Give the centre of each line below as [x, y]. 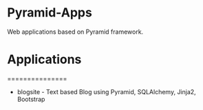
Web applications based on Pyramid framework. [75, 32]
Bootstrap [31, 99]
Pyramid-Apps [50, 13]
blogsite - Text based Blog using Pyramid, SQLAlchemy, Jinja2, [106, 91]
